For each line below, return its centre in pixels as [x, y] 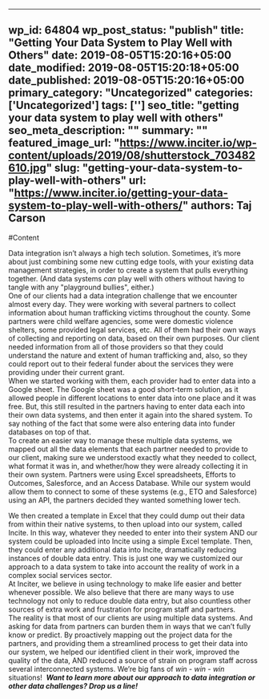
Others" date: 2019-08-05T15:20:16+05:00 [120, 56]
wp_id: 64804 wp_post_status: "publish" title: [126, 30]
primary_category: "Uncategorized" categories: [131, 93]
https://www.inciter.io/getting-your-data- [121, 193]
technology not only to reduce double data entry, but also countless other [130, 600]
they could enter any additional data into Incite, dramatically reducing [122, 549]
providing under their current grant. [67, 372]
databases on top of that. [50, 432]
